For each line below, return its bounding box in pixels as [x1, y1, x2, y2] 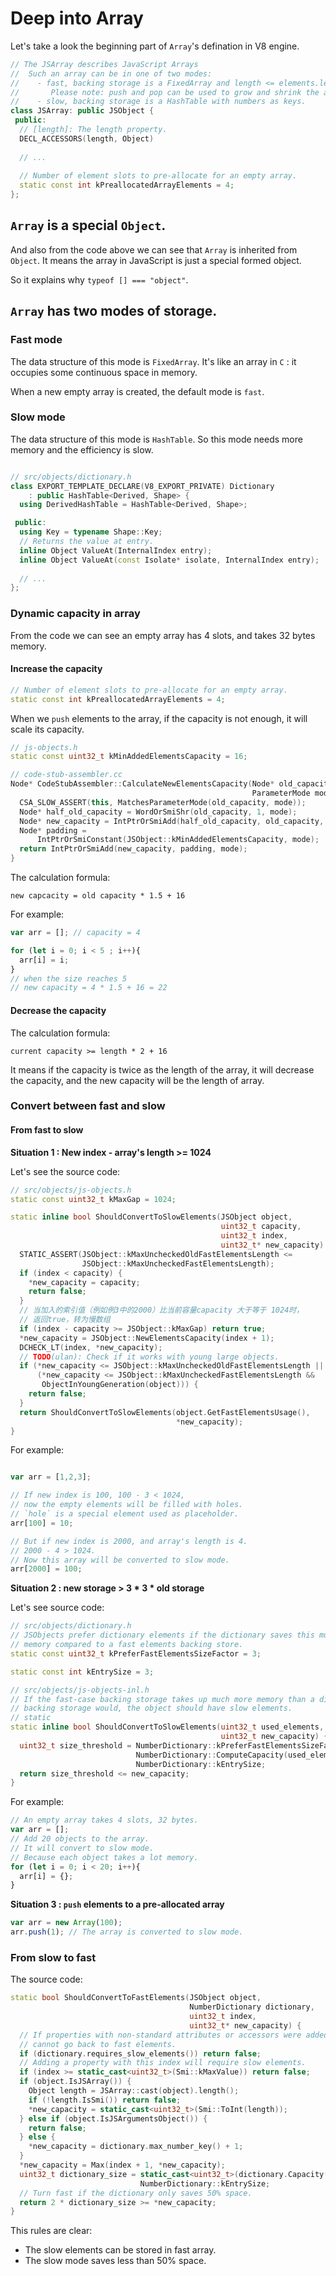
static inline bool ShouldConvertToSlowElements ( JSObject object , [10, 1212, 293, 1222]
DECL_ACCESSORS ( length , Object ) [19, 133, 155, 144]
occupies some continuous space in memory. [10, 366, 198, 378]
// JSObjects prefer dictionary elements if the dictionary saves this [10, 1630, 315, 1641]
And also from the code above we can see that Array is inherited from [10, 243, 298, 256]
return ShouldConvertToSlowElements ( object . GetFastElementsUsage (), [19, 1407, 311, 1417]
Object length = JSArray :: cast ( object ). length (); [28, 2086, 240, 2096]
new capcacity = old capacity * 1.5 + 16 [10, 891, 186, 901]
